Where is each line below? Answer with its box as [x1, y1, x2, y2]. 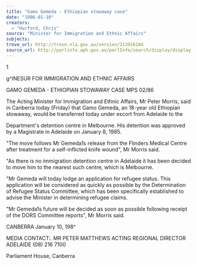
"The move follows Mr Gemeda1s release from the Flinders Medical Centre [6, 140, 187, 147]
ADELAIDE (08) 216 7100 [6, 241, 66, 248]
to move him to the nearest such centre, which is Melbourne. [6, 163, 154, 170]
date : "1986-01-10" [6, 14, 54, 20]
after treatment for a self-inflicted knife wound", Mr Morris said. [6, 146, 160, 153]
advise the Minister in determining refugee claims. [6, 193, 128, 201]
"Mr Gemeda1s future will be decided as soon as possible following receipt [6, 205, 188, 212]
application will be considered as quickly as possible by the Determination [6, 181, 186, 188]
